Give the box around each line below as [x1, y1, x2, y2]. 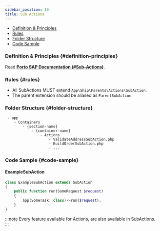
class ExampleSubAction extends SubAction [5, 180, 93, 185]
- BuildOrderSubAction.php [48, 141, 104, 147]
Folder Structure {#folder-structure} [5, 105, 93, 111]
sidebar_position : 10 [5, 7, 49, 12]
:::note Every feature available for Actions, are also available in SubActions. [5, 216, 156, 222]
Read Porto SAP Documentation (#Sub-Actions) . [5, 64, 105, 70]
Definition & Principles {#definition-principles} [5, 53, 118, 60]
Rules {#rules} [5, 76, 40, 83]
